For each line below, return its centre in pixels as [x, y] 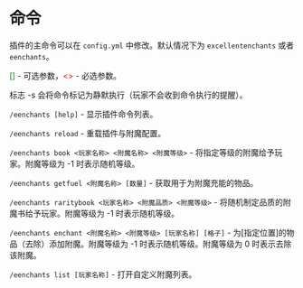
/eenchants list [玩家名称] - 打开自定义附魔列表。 [103, 274]
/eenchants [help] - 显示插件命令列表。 [84, 114]
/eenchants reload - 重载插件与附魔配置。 [88, 133]
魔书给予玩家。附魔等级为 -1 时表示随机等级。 [95, 213]
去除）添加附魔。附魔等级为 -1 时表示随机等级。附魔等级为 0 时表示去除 [158, 244]
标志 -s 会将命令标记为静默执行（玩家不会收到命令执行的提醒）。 [128, 95]
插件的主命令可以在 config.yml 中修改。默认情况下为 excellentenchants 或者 [152, 45]
